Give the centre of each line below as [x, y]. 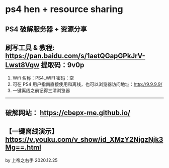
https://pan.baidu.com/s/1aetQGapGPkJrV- [75, 56]
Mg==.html [23, 148]
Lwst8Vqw [22, 65]
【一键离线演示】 [32, 132]
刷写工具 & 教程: [30, 48]
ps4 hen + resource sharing [64, 9]
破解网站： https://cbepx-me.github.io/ [68, 112]
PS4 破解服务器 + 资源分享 [46, 29]
